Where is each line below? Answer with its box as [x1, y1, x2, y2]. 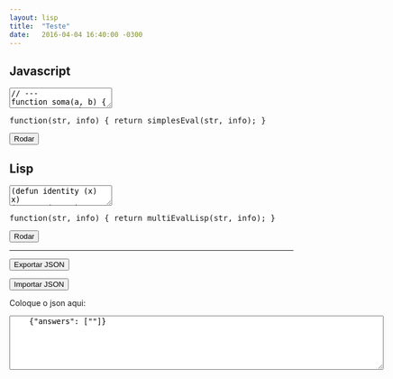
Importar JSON [14, 280, 65, 289]
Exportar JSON [14, 260, 65, 269]
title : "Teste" [9, 22, 70, 31]
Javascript [9, 63, 71, 79]
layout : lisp [9, 13, 59, 23]
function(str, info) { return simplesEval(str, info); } [9, 116, 267, 126]
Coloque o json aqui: [9, 298, 87, 308]
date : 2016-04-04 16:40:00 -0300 [9, 30, 143, 39]
